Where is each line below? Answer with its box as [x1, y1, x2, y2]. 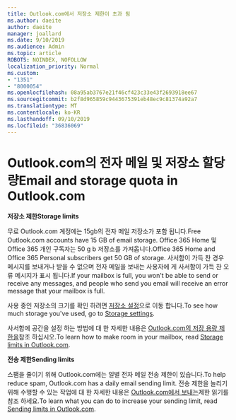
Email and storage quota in [18, 173, 179, 188]
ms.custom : [7, 69, 40, 76]
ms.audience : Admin [7, 43, 65, 50]
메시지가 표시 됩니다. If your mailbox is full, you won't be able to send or [14, 272, 219, 280]
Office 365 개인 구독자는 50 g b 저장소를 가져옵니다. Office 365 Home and [7, 245, 216, 253]
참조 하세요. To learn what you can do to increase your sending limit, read [7, 397, 218, 405]
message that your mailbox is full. [7, 287, 105, 296]
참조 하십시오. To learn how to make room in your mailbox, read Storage [18, 333, 224, 342]
